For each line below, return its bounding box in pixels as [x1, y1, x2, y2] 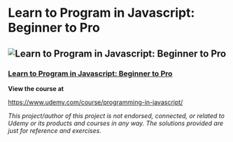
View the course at [8, 84, 64, 92]
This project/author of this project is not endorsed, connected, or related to [8, 111, 225, 120]
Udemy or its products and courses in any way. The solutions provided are [8, 119, 224, 127]
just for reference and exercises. [8, 126, 102, 134]
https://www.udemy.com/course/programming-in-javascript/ [8, 98, 183, 106]
